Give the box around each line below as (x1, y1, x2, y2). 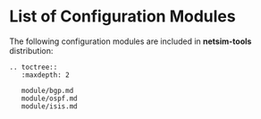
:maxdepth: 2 (21, 70, 70, 80)
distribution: (9, 45, 54, 55)
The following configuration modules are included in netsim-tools (9, 36, 252, 47)
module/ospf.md (21, 94, 78, 103)
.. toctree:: (9, 63, 58, 72)
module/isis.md (21, 101, 78, 111)
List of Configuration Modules (9, 6, 236, 27)
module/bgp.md (21, 86, 74, 95)
